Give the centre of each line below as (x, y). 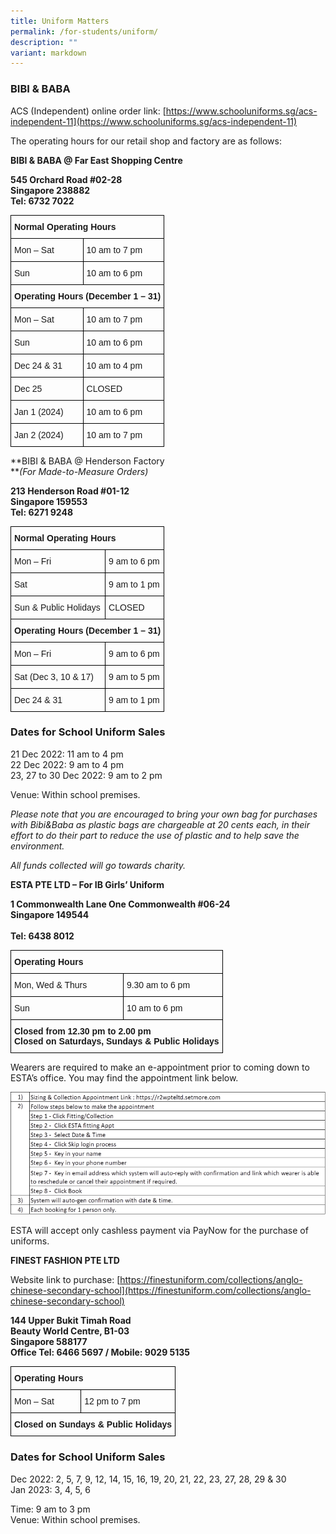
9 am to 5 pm (134, 676)
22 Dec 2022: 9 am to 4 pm (67, 764)
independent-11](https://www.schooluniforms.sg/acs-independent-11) (154, 121)
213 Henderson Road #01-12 (70, 491)
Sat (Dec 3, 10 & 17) (54, 676)
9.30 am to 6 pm (158, 984)
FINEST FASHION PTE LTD (65, 1261)
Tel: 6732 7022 (42, 201)
